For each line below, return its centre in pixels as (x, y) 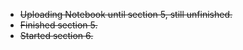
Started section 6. (56, 35)
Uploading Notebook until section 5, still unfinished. (126, 14)
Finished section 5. (58, 25)
